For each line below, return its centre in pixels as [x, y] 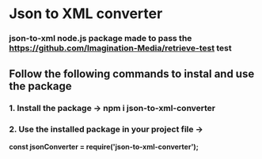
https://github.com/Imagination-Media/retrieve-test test [120, 48]
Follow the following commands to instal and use [132, 74]
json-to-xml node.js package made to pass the [101, 39]
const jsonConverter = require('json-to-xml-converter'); [104, 146]
